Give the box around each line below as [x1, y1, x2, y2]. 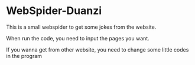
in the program [6, 52, 43, 59]
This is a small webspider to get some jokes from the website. [6, 23, 157, 30]
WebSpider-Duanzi [6, 4, 102, 18]
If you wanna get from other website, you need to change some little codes [6, 46, 189, 53]
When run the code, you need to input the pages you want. [6, 35, 149, 42]
